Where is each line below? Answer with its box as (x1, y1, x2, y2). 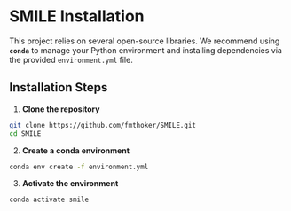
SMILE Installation (9, 6, 145, 27)
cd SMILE (9, 129, 42, 138)
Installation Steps (9, 80, 108, 95)
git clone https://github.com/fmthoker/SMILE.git (9, 121, 197, 129)
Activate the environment (21, 178, 119, 189)
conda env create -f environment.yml (9, 162, 149, 171)
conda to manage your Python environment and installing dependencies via (9, 44, 282, 55)
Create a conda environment (21, 145, 130, 156)
